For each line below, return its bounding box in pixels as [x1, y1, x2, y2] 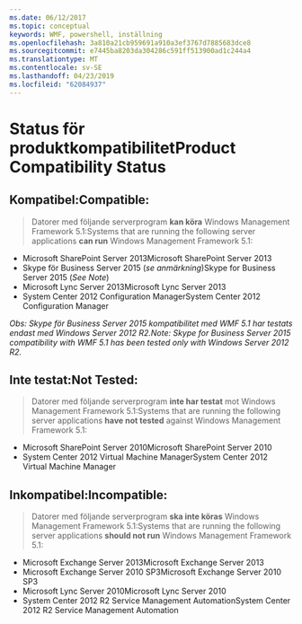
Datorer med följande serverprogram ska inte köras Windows [31, 511, 260, 522]
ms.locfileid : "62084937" [9, 80, 106, 89]
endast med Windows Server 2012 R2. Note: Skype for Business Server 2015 [9, 327, 291, 338]
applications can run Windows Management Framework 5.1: [31, 235, 253, 246]
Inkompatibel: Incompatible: [9, 487, 168, 503]
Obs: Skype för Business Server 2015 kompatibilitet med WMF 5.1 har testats [9, 318, 293, 329]
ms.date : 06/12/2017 [9, 13, 87, 22]
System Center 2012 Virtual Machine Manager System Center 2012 [22, 452, 268, 462]
